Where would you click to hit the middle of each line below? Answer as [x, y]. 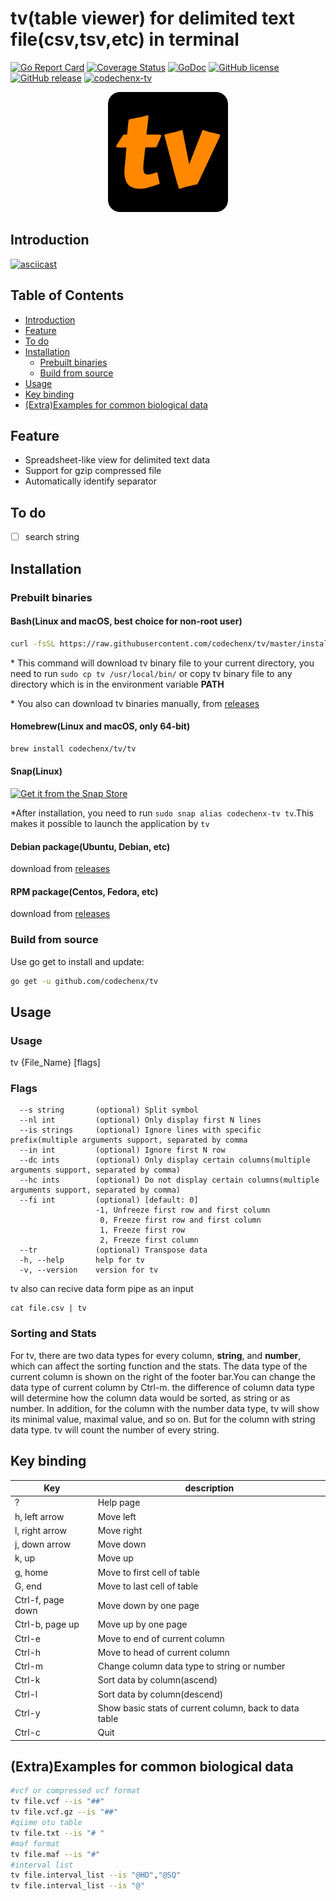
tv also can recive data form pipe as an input [102, 1289]
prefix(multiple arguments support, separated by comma [129, 1140]
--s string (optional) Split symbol [109, 1110]
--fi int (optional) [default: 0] [109, 1200]
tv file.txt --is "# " [57, 1833]
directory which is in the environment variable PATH [117, 684]
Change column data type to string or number [191, 1666]
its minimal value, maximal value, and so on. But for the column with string [163, 1419]
